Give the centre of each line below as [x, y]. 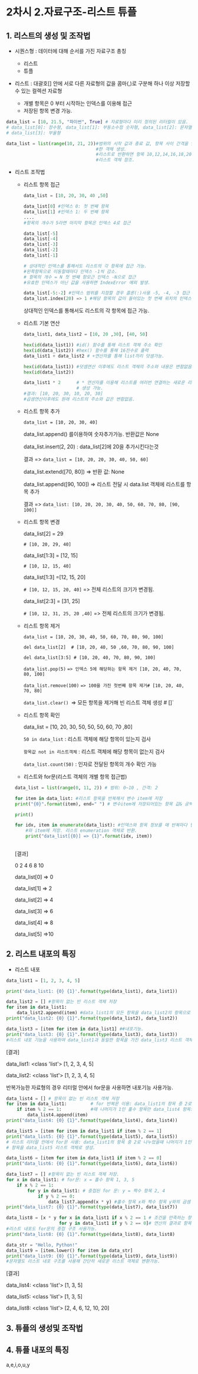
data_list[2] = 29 [43, 533]
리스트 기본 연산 [42, 323]
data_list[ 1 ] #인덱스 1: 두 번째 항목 [66, 212]
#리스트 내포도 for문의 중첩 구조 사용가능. [52, 1229]
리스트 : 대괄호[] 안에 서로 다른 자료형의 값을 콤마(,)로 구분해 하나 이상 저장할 [102, 83]
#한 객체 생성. [111, 149]
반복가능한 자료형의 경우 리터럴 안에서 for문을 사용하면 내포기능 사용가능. [90, 1087]
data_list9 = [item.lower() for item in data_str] [70, 1250]
